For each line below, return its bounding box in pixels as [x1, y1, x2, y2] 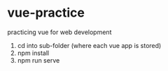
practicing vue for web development [7, 28, 112, 36]
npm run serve [17, 56, 60, 64]
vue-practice [7, 5, 85, 21]
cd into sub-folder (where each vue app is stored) [17, 41, 162, 49]
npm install [17, 49, 50, 57]
